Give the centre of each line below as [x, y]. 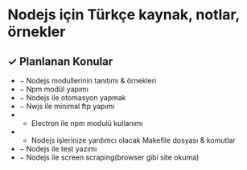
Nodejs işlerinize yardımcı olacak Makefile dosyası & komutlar [134, 140]
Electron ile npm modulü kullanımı [87, 123]
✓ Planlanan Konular [60, 61]
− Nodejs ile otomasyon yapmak [72, 97]
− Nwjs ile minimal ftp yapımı [67, 106]
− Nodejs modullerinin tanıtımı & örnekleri [88, 81]
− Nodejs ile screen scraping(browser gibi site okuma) [109, 157]
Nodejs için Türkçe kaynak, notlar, [124, 15]
